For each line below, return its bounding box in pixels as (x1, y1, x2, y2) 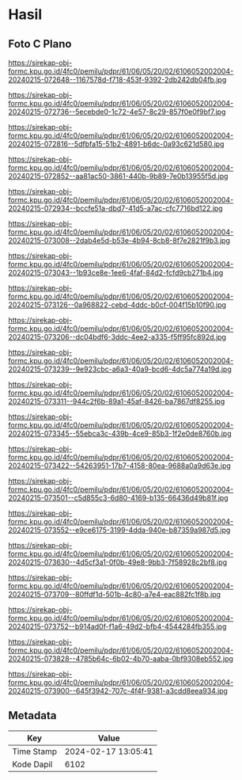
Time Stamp (12, 746, 58, 757)
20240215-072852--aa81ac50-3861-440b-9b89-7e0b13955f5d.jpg (8, 172, 229, 181)
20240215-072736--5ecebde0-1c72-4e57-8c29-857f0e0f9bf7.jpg (8, 107, 226, 116)
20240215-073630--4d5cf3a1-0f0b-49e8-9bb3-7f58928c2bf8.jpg (8, 557, 228, 567)
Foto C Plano (8, 37, 72, 51)
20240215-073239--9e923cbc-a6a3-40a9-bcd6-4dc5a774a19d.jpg (8, 364, 232, 374)
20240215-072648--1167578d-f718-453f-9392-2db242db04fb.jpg (8, 75, 227, 84)
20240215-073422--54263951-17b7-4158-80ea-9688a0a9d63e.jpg (8, 461, 231, 470)
